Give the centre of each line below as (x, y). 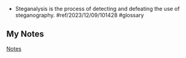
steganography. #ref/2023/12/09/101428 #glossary (80, 15)
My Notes (25, 34)
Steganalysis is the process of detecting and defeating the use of (97, 9)
